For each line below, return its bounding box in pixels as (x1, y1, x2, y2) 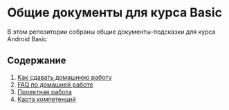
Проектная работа (17, 87, 73, 96)
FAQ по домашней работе (17, 80, 93, 89)
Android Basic (7, 34, 47, 43)
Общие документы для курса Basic (7, 5, 223, 21)
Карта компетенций (17, 95, 76, 103)
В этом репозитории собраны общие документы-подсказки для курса (7, 27, 216, 36)
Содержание (7, 55, 67, 67)
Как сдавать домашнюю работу (17, 73, 112, 81)
